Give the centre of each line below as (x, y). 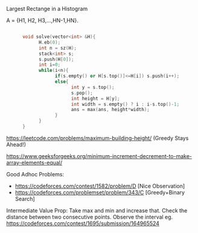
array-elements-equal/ (34, 162)
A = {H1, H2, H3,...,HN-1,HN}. (42, 20)
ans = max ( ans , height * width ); (110, 110)
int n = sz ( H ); (58, 48)
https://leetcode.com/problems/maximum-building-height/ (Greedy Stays (97, 138)
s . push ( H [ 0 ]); (56, 59)
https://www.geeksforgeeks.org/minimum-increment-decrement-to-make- (99, 156)
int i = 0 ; (49, 65)
